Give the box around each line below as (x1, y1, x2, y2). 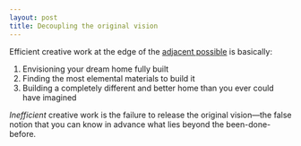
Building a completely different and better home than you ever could (21, 82, 275, 93)
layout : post (9, 13, 58, 22)
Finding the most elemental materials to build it (21, 73, 195, 83)
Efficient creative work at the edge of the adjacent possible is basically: (9, 46, 273, 56)
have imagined (21, 91, 77, 103)
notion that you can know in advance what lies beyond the (9, 118, 225, 130)
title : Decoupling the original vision (9, 21, 159, 30)
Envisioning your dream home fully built (21, 64, 169, 74)
